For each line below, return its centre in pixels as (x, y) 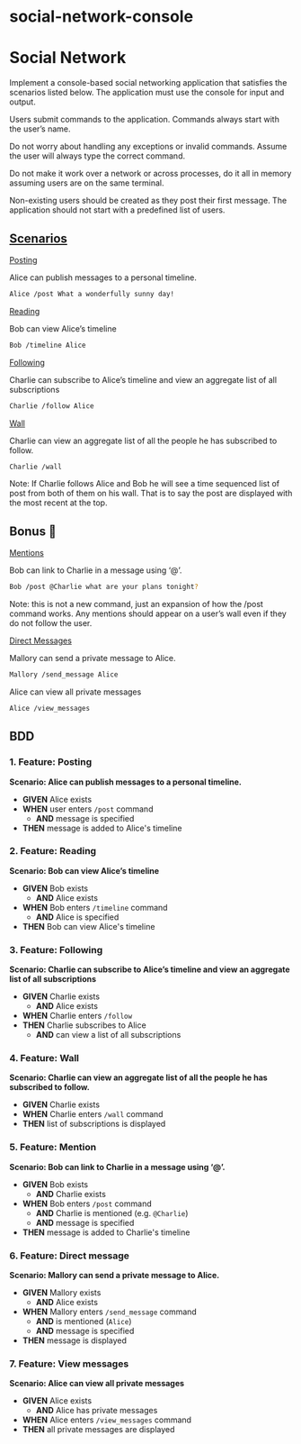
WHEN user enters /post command (88, 809)
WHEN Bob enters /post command (87, 1203)
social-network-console (102, 17)
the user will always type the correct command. (97, 156)
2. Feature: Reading (53, 851)
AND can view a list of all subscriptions (108, 1035)
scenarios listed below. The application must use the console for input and (147, 93)
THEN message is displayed (75, 1340)
